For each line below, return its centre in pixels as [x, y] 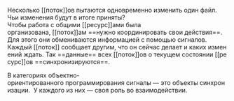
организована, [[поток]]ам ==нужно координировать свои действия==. [115, 32]
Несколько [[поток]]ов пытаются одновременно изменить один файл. [112, 10]
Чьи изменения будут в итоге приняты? [66, 17]
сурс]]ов [20, 62]
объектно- [64, 75]
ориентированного [36, 83]
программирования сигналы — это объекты [132, 83]
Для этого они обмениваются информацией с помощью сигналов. [107, 40]
